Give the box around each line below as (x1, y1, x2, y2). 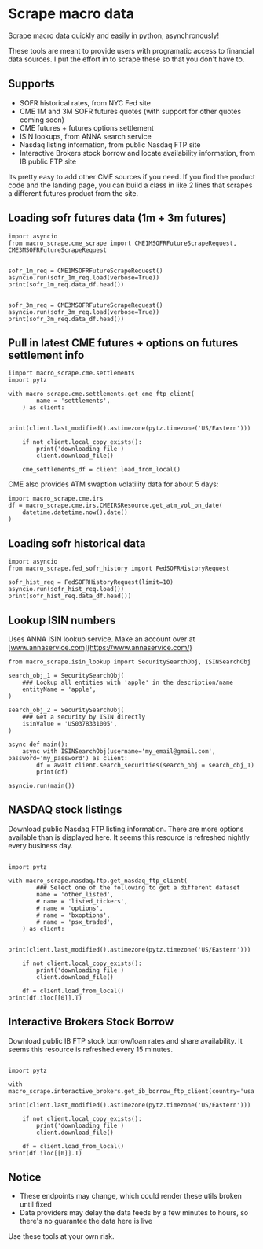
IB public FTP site (19, 157, 77, 166)
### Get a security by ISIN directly (22, 713, 146, 721)
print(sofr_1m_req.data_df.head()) (8, 280, 125, 288)
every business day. (8, 841, 73, 850)
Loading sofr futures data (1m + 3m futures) (8, 212, 227, 225)
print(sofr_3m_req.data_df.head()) (8, 315, 125, 323)
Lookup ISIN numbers (8, 613, 116, 626)
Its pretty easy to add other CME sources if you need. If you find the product (8, 172, 255, 181)
